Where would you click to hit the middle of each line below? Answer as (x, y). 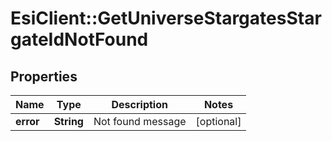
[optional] (218, 121)
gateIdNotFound (79, 39)
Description (139, 104)
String (68, 121)
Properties (44, 76)
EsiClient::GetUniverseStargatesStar (166, 18)
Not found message (140, 121)
